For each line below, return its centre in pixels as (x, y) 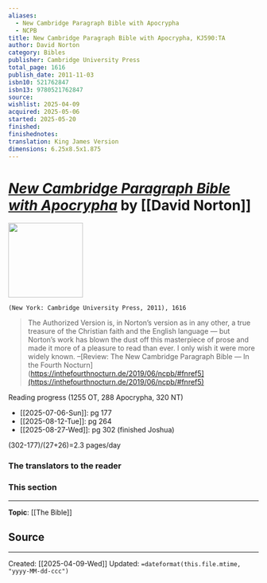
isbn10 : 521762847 (39, 82)
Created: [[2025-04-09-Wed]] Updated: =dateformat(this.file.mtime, (124, 564)
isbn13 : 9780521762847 (46, 90)
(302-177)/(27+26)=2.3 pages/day (65, 445)
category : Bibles (37, 53)
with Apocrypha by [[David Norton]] (130, 205)
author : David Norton (44, 45)
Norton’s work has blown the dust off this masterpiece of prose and (138, 340)
